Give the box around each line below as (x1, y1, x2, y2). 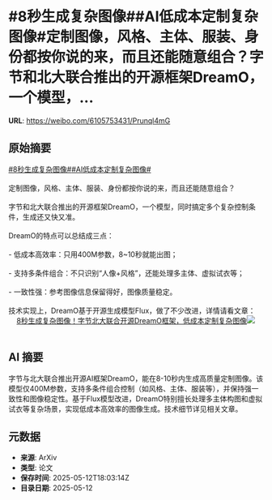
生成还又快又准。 (22, 212, 79, 221)
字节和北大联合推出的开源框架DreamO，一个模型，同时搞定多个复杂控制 (8, 202, 249, 212)
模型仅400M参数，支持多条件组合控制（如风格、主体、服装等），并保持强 (8, 383, 253, 393)
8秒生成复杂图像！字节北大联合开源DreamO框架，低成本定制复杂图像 (16, 315, 247, 325)
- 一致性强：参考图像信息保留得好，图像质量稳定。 (8, 287, 177, 297)
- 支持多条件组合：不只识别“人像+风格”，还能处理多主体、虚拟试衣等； (8, 268, 244, 278)
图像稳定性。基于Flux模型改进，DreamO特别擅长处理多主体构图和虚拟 (29, 394, 263, 404)
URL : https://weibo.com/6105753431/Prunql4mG (8, 115, 171, 126)
